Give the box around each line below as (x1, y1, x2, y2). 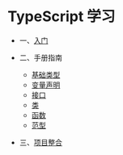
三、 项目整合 (19, 137, 62, 147)
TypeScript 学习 (7, 7, 116, 26)
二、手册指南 (19, 52, 62, 62)
